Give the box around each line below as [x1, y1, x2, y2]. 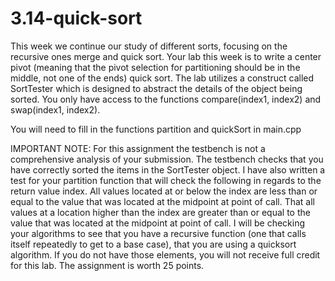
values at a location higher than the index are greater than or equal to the [10, 206, 311, 218]
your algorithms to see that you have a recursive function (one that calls [10, 227, 307, 239]
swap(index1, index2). [10, 103, 101, 116]
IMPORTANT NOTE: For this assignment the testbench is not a [10, 142, 266, 154]
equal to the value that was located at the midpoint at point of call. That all [10, 195, 315, 207]
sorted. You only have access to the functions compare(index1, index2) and [10, 93, 322, 105]
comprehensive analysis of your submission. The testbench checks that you [10, 153, 324, 165]
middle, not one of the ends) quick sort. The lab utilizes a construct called [10, 72, 315, 84]
